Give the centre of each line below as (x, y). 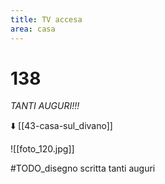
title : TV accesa (46, 19)
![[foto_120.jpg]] (42, 149)
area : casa (33, 29)
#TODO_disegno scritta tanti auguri (83, 168)
